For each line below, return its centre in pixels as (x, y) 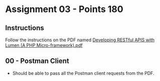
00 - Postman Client (37, 61)
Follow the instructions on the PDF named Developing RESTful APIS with (80, 40)
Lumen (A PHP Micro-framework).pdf (44, 45)
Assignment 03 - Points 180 (64, 9)
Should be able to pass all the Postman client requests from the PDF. (83, 73)
